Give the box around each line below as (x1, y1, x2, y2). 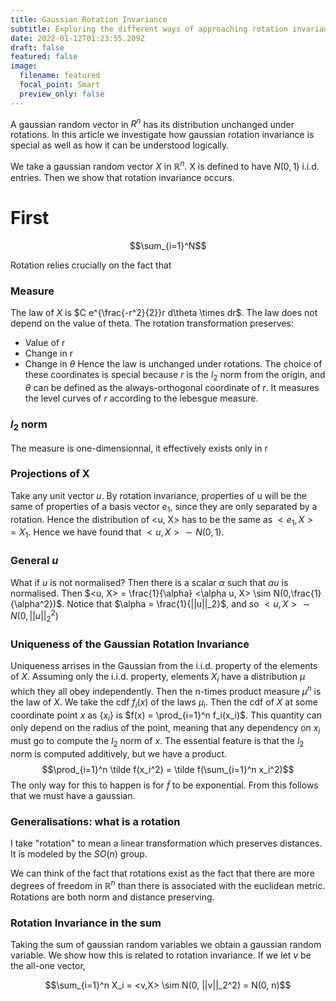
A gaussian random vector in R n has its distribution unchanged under (10, 116, 295, 130)
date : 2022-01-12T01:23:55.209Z (10, 33, 145, 43)
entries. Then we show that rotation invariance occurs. (10, 171, 235, 183)
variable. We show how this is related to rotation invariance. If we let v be (10, 949, 312, 961)
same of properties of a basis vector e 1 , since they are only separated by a (10, 500, 318, 515)
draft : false (10, 42, 65, 53)
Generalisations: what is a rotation (10, 814, 181, 828)
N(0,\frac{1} (273, 587, 322, 599)
